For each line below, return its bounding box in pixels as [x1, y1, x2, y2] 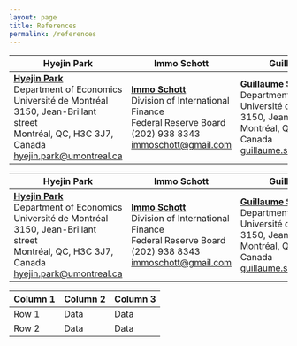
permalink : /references [9, 29, 97, 38]
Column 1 [13, 293, 56, 305]
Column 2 [64, 293, 106, 305]
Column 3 [114, 293, 156, 305]
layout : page [9, 12, 57, 22]
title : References [9, 21, 77, 30]
